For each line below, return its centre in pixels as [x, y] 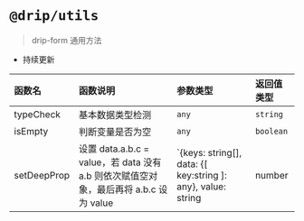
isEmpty [31, 131]
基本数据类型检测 [115, 115]
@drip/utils [54, 16]
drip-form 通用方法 [66, 40]
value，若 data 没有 [120, 162]
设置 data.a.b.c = [114, 149]
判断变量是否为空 [115, 132]
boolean [271, 131]
